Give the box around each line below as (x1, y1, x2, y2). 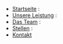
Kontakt (12, 31, 32, 38)
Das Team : (12, 18, 41, 25)
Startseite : (12, 5, 40, 12)
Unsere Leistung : (12, 12, 57, 19)
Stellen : (12, 24, 33, 32)
